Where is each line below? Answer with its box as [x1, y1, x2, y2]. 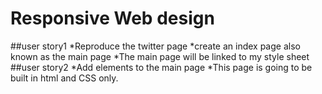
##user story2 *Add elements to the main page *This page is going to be [10, 61, 313, 73]
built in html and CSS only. [10, 72, 119, 84]
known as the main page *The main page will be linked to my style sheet [10, 50, 310, 62]
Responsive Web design [10, 7, 215, 30]
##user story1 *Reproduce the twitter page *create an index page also [10, 40, 301, 52]
